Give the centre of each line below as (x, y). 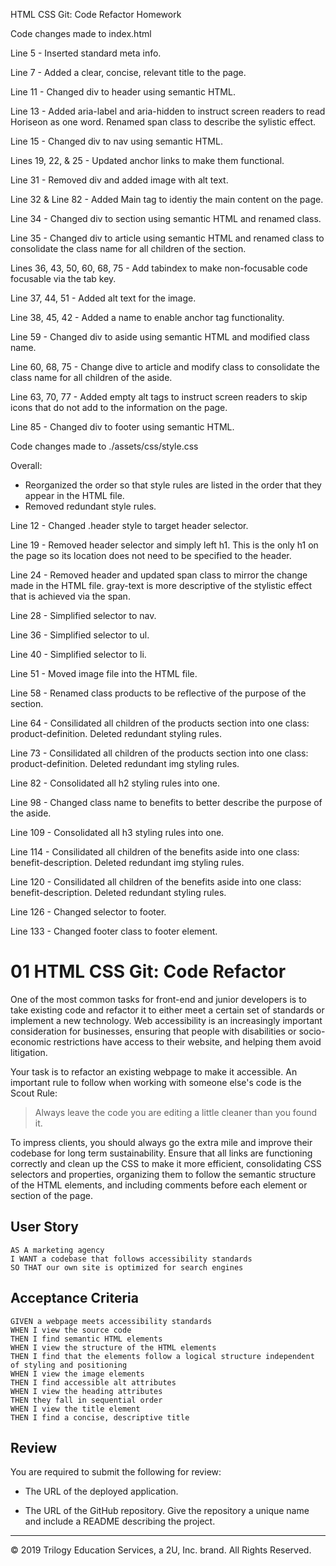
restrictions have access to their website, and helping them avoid (187, 1041)
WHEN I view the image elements (77, 1374)
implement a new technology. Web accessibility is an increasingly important (166, 1020)
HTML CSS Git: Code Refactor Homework (96, 14)
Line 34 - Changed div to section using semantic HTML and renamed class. (166, 218)
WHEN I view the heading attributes (86, 1391)
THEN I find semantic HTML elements (86, 1339)
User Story (44, 1227)
